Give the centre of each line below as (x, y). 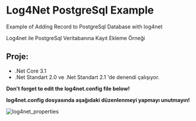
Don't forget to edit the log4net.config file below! (68, 89)
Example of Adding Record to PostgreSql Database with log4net (84, 27)
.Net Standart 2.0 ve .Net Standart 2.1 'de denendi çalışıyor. (87, 77)
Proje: (17, 57)
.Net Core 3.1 (30, 71)
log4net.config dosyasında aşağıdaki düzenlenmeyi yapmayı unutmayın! (98, 100)
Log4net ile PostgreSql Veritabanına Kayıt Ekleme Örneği (76, 38)
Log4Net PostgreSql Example (80, 10)
